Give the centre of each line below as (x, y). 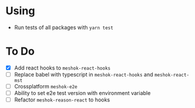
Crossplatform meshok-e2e (46, 86)
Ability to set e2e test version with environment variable (82, 93)
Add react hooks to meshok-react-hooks (62, 68)
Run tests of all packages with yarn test (64, 27)
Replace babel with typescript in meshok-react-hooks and (84, 74)
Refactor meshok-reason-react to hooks (62, 100)
